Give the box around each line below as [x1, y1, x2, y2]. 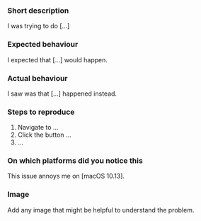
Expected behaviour [7, 40, 79, 50]
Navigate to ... [17, 123, 59, 132]
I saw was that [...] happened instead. [7, 89, 117, 98]
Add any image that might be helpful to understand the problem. [7, 205, 195, 214]
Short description [7, 6, 69, 16]
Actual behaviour [7, 73, 69, 83]
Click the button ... [17, 130, 71, 140]
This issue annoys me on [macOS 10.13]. [7, 172, 125, 181]
